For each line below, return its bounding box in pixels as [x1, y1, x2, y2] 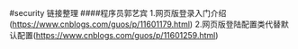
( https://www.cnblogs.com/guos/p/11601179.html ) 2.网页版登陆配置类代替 [9, 19, 282, 29]
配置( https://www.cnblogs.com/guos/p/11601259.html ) [16, 30, 219, 40]
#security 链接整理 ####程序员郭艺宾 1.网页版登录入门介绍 [9, 8, 227, 18]
